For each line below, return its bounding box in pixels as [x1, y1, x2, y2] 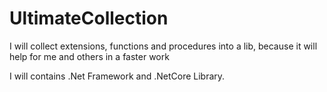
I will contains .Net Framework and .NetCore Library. [9, 70, 226, 82]
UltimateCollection [9, 7, 169, 30]
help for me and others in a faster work [9, 50, 170, 62]
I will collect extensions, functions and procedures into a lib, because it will [9, 40, 318, 52]
